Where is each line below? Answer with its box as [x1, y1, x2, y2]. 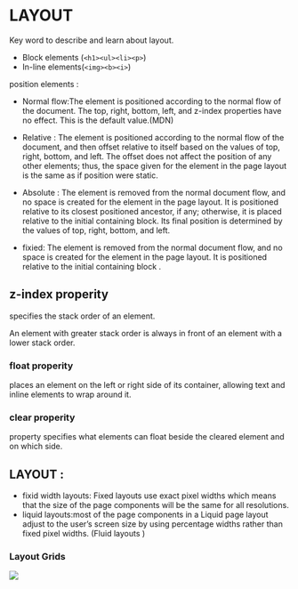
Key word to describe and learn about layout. [9, 35, 174, 45]
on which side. [9, 441, 63, 452]
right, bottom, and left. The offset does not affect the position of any [21, 150, 272, 161]
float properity [9, 359, 74, 372]
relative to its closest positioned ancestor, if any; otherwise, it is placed [21, 206, 282, 216]
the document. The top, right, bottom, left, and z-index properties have [21, 105, 282, 116]
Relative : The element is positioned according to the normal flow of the [21, 132, 285, 142]
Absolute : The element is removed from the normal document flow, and [21, 187, 286, 198]
